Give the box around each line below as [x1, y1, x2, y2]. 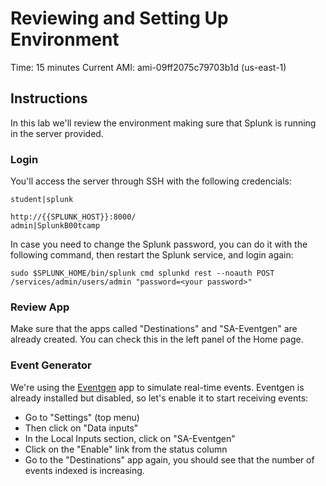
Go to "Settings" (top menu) [24, 411, 140, 423]
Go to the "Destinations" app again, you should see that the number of [24, 453, 315, 466]
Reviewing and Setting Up [10, 7, 229, 30]
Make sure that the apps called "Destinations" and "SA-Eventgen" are [10, 323, 298, 335]
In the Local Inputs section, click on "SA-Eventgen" [24, 432, 236, 444]
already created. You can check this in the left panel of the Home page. [10, 333, 304, 346]
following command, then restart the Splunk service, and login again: [10, 249, 294, 261]
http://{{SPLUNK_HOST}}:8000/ [10, 212, 137, 222]
